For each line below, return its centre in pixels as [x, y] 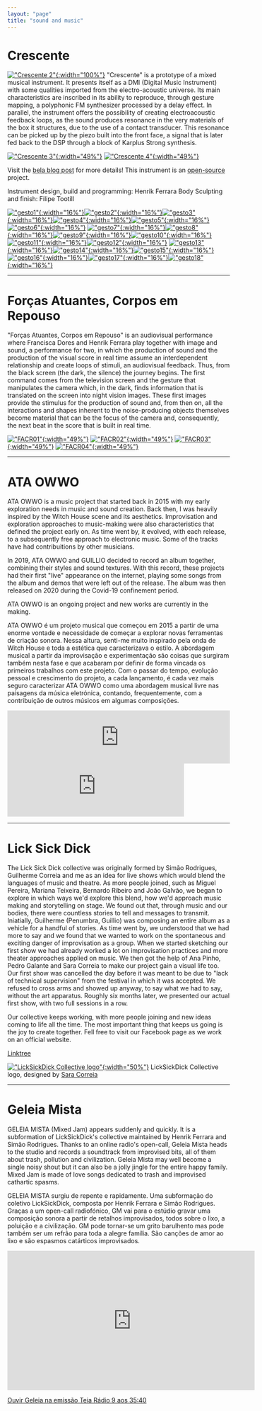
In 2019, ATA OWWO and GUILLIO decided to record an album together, [111, 561]
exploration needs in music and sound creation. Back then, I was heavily [112, 509]
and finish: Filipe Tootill [41, 199]
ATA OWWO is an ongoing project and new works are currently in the [108, 604]
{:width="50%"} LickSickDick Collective [160, 1067]
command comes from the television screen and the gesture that [102, 380]
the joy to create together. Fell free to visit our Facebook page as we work [115, 1032]
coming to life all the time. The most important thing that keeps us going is [115, 1024]
